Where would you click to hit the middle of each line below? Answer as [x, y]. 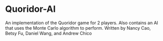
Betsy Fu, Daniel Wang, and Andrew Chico [49, 33]
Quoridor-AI [30, 9]
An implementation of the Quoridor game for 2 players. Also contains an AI [82, 23]
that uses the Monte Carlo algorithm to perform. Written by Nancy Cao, [78, 28]
